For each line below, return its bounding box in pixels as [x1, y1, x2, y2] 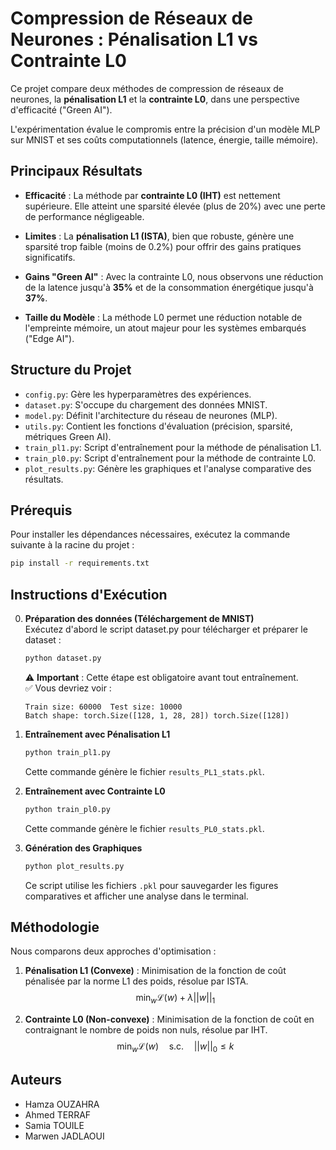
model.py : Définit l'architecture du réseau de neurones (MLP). [24, 409, 278, 421]
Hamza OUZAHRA [24, 1098, 100, 1110]
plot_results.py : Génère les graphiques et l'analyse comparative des [24, 462, 312, 474]
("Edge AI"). [24, 332, 75, 344]
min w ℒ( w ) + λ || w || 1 [135, 992, 216, 1006]
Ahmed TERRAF [24, 1108, 92, 1121]
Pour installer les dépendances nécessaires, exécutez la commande [10, 528, 291, 541]
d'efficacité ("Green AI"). [10, 103, 113, 116]
